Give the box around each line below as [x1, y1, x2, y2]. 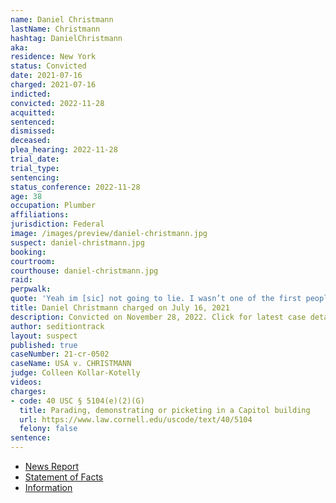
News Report [24, 461, 80, 472]
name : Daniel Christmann [10, 14, 114, 25]
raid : [10, 275, 33, 285]
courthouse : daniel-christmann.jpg [10, 266, 159, 276]
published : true [10, 340, 78, 350]
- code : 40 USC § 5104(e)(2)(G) [10, 396, 145, 406]
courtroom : [10, 256, 56, 266]
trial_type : [10, 163, 60, 173]
